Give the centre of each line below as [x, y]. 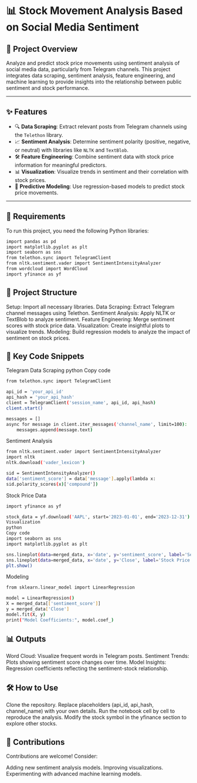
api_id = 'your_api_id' [35, 392]
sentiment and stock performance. [48, 88]
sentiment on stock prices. [38, 338]
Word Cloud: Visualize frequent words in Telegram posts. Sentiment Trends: [98, 656]
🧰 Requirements [36, 216]
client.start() [25, 408]
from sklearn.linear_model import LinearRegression [70, 587]
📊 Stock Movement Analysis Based [94, 11]
